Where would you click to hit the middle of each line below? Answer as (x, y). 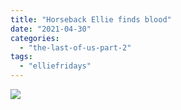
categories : (35, 38)
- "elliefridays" (55, 66)
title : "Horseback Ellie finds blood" (91, 19)
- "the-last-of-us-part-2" (75, 47)
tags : (21, 57)
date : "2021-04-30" (51, 29)
